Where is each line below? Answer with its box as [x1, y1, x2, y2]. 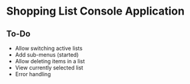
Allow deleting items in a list [15, 58, 85, 65]
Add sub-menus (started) [15, 51, 79, 58]
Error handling [15, 71, 51, 77]
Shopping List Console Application [6, 4, 185, 18]
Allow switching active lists [15, 44, 83, 52]
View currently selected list [15, 64, 84, 71]
